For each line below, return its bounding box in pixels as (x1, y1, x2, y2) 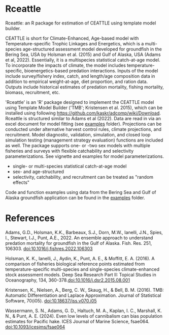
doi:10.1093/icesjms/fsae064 (5, 324, 65, 330)
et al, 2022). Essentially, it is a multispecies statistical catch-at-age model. (5, 57, 161, 63)
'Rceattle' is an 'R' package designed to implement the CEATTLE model (5, 99, 154, 105)
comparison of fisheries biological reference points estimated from (5, 261, 145, 267)
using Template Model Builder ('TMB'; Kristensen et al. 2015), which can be (5, 104, 163, 110)
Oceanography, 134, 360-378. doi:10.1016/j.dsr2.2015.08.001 (5, 277, 130, 283)
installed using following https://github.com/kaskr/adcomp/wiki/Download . (5, 110, 161, 116)
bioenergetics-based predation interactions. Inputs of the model (24, 67, 158, 74)
